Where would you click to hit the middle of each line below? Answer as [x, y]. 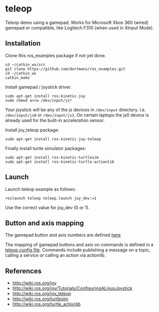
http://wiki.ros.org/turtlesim [40, 299]
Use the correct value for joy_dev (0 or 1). [47, 207]
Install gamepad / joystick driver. [39, 87]
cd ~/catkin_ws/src [25, 65]
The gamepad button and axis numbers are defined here [63, 235]
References [23, 271]
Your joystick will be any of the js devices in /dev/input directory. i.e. [76, 110]
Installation [23, 44]
